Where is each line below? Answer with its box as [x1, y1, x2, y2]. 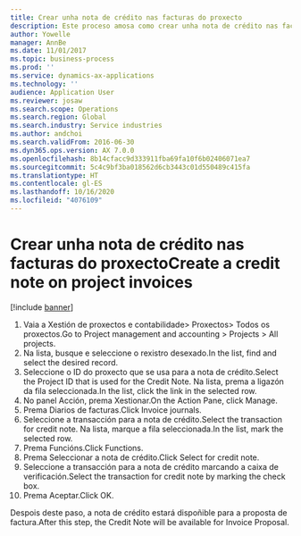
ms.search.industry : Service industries [10, 121, 163, 130]
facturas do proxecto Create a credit [10, 254, 280, 273]
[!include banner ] [10, 301, 74, 313]
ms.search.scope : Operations [10, 105, 119, 113]
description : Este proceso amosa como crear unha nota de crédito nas [10, 21, 279, 30]
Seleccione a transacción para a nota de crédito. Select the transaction [22, 414, 282, 424]
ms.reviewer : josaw [10, 96, 83, 105]
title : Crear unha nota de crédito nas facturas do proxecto [10, 13, 243, 22]
